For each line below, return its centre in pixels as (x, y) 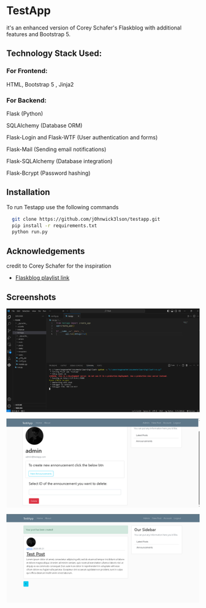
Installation (28, 192)
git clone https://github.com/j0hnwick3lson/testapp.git (86, 219)
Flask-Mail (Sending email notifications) (56, 149)
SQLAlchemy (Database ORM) (44, 125)
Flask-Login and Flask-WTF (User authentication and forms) (82, 137)
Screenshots (31, 297)
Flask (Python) (25, 114)
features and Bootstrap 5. (38, 34)
